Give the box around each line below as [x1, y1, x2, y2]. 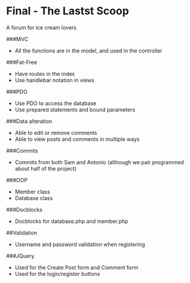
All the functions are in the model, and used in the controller [14, 47, 163, 54]
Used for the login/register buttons [14, 270, 100, 277]
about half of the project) [14, 165, 76, 172]
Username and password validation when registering [14, 241, 145, 248]
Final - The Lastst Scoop [6, 4, 130, 18]
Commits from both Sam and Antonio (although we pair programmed [14, 158, 184, 165]
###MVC [6, 35, 29, 42]
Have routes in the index [14, 70, 75, 77]
